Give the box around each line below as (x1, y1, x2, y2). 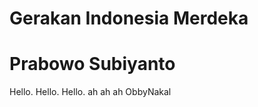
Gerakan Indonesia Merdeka (9, 7, 249, 30)
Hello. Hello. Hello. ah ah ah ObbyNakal (9, 86, 172, 98)
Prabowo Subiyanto (9, 53, 176, 76)
